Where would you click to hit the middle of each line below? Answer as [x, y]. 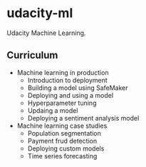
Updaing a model [53, 110]
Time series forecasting [62, 156]
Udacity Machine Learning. [46, 33]
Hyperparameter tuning [62, 103]
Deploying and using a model [71, 95]
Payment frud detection [62, 141]
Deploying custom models [66, 148]
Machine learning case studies [62, 126]
